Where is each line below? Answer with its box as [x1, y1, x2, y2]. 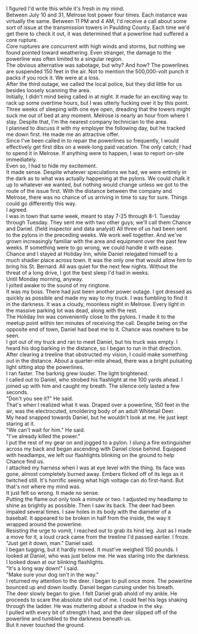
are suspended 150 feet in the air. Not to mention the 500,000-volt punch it [6, 68, 189, 75]
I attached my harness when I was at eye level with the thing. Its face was [6, 464, 186, 471]
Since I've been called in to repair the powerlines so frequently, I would [6, 137, 179, 144]
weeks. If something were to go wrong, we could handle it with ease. [6, 244, 174, 251]
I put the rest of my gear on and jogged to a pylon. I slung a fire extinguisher [6, 439, 191, 446]
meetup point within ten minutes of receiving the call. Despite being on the [6, 320, 188, 326]
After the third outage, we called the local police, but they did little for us [6, 81, 182, 88]
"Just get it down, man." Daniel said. [6, 540, 94, 546]
